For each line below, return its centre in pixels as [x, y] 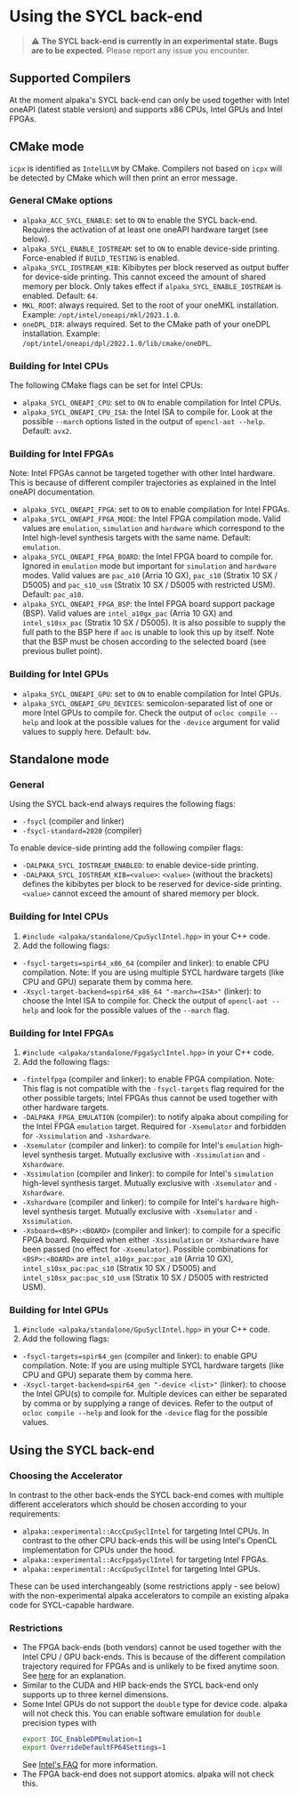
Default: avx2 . [47, 431]
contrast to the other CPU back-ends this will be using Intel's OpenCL [149, 1541]
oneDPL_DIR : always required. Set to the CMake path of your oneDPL [146, 324]
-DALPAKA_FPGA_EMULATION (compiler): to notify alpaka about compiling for [155, 1117]
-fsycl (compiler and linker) [73, 821]
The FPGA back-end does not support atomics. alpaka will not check [148, 1774]
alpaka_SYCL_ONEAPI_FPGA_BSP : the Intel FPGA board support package [149, 604]
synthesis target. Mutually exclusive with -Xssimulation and [151, 1155]
